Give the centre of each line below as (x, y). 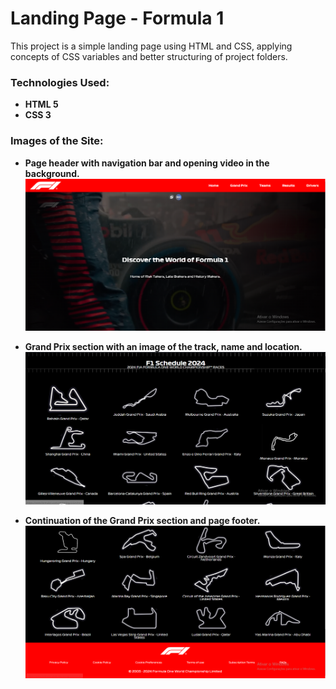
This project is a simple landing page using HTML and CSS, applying (151, 46)
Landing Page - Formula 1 (117, 18)
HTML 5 (41, 104)
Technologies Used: (60, 82)
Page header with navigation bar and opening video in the (147, 163)
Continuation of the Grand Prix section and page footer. (142, 521)
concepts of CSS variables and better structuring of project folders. (149, 56)
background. (52, 173)
